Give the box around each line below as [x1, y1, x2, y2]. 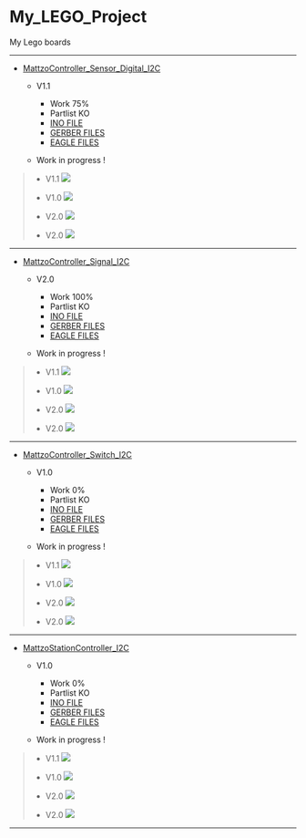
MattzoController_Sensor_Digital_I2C [22, 62, 161, 74]
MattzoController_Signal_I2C [22, 255, 130, 266]
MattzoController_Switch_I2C [22, 449, 132, 460]
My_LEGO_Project [9, 6, 148, 27]
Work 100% [49, 291, 94, 302]
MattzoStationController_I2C [22, 642, 130, 653]
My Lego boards [9, 36, 71, 47]
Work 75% [49, 98, 89, 109]
